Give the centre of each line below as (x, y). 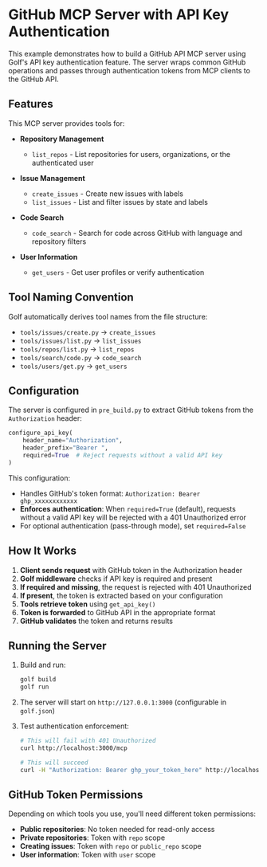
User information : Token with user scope (88, 855)
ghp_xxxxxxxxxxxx (49, 501)
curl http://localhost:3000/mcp (73, 748)
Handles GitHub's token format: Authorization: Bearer (110, 493)
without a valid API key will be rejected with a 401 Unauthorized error (133, 517)
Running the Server (57, 646)
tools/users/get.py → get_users (73, 366)
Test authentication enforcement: (74, 726)
